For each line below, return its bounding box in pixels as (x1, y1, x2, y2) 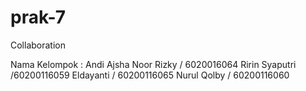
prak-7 (10, 6, 67, 29)
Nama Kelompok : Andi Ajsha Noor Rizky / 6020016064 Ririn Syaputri (10, 58, 297, 70)
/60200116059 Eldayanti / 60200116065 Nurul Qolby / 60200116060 (10, 69, 290, 81)
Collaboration (10, 39, 66, 51)
